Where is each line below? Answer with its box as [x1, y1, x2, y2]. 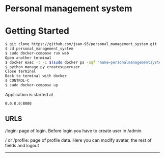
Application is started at [5, 91, 53, 97]
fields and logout [5, 142, 39, 148]
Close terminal [5, 69, 36, 74]
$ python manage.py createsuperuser [5, 64, 80, 69]
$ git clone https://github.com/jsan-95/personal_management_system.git [5, 42, 157, 47]
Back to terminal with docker [5, 74, 67, 79]
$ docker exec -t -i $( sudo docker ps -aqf [5, 60, 96, 65]
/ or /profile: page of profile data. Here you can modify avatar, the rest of [5, 137, 152, 143]
